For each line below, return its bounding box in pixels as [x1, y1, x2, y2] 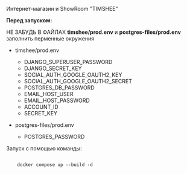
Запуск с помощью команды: [6, 145, 83, 152]
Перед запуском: [6, 17, 52, 24]
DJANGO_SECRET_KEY [24, 65, 83, 72]
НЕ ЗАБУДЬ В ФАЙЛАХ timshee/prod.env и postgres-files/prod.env [6, 28, 182, 36]
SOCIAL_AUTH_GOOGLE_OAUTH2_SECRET [24, 78, 133, 85]
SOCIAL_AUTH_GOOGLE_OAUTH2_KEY [24, 71, 122, 78]
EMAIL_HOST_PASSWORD [24, 97, 90, 104]
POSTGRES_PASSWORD [24, 133, 85, 140]
